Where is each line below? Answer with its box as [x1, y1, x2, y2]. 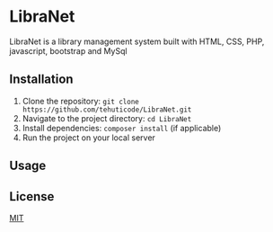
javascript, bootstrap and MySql [9, 45, 128, 56]
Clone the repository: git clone [22, 95, 139, 106]
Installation [9, 72, 74, 87]
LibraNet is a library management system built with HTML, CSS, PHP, [9, 36, 265, 47]
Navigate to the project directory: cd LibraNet [22, 112, 192, 123]
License [9, 189, 55, 204]
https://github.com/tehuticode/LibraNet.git [22, 105, 192, 114]
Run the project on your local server [22, 132, 155, 143]
